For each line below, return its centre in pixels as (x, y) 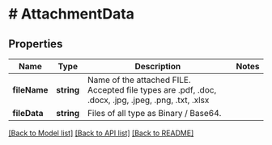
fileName (30, 90)
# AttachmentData (72, 14)
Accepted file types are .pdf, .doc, (152, 90)
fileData (28, 113)
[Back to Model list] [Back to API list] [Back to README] (101, 133)
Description (158, 66)
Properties (36, 44)
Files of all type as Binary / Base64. (155, 113)
